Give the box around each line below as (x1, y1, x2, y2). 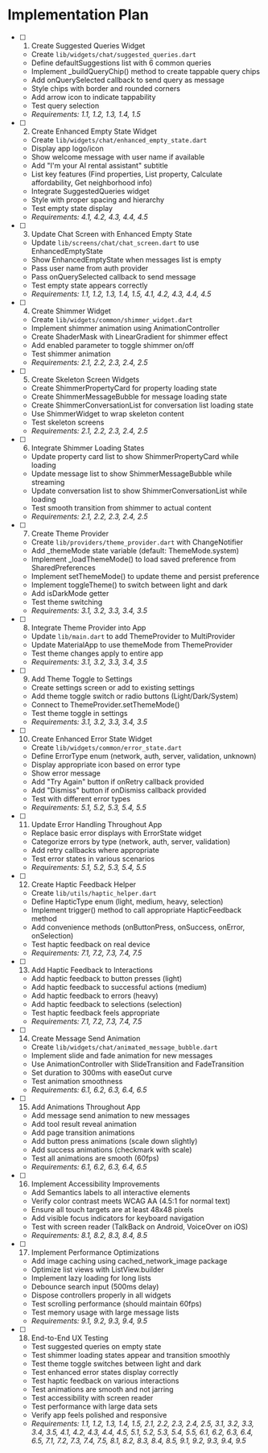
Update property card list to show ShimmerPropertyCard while (31, 451, 239, 461)
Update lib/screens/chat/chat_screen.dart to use (31, 238, 200, 247)
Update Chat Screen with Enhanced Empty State (31, 229, 192, 238)
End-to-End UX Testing (31, 1333, 109, 1343)
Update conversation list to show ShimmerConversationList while (31, 486, 247, 495)
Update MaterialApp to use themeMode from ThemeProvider (31, 640, 233, 649)
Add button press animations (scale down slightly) (31, 1136, 198, 1145)
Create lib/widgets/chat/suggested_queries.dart (31, 49, 196, 59)
